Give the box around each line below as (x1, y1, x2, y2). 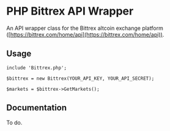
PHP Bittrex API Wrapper (6, 4, 134, 18)
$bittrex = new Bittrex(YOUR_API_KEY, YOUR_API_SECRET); (6, 75, 155, 82)
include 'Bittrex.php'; (6, 65, 67, 71)
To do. (6, 119, 23, 126)
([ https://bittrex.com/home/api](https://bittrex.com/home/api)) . (6, 30, 164, 38)
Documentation (6, 102, 67, 113)
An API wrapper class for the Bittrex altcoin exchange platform (6, 24, 163, 32)
